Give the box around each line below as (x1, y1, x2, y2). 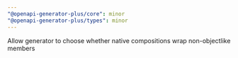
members (7, 44, 35, 52)
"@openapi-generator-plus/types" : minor (7, 17, 129, 24)
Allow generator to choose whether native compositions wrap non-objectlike (7, 36, 231, 45)
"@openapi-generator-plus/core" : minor (7, 10, 125, 18)
